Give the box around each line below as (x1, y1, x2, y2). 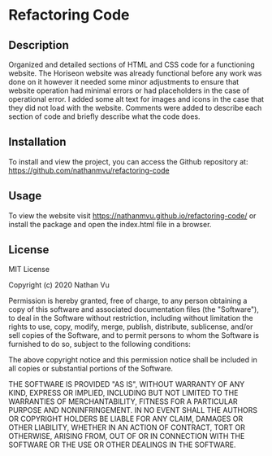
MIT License (8, 265, 50, 274)
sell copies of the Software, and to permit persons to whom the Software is (8, 331, 260, 340)
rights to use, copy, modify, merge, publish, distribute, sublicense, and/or (8, 322, 253, 331)
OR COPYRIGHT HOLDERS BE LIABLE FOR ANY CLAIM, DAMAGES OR (8, 414, 244, 424)
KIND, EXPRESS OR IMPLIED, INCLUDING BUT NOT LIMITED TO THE (8, 388, 239, 398)
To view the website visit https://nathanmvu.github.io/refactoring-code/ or (8, 210, 257, 221)
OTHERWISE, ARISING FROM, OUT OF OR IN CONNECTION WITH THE (8, 432, 245, 441)
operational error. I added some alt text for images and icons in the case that (8, 94, 265, 103)
